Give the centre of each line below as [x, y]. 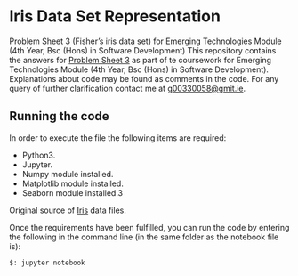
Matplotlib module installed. [73, 183]
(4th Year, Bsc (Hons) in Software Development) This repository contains [143, 50]
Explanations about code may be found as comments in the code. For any [144, 78]
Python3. [39, 155]
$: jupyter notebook [48, 263]
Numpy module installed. [68, 174]
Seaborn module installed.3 [72, 192]
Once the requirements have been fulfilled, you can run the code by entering [149, 227]
